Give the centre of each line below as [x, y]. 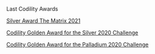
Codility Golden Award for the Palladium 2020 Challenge [77, 44]
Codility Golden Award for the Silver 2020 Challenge [72, 33]
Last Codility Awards [32, 9]
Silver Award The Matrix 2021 [43, 21]
